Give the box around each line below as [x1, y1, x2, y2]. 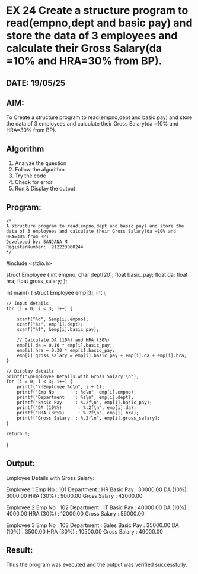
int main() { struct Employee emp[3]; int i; [6, 289, 107, 297]
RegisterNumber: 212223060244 [6, 244, 84, 250]
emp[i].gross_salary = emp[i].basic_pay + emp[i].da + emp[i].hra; [17, 352, 187, 359]
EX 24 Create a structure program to [6, 4, 189, 17]
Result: [6, 545, 33, 556]
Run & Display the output [14, 185, 76, 192]
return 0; [6, 431, 31, 437]
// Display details [6, 369, 55, 375]
